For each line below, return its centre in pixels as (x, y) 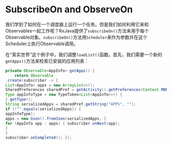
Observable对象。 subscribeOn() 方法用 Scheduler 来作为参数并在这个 (76, 37)
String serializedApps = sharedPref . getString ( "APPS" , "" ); (71, 104)
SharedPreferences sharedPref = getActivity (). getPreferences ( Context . (83, 90)
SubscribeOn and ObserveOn (69, 10)
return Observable (34, 76)
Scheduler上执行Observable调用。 (42, 43)
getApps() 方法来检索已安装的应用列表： (47, 61)
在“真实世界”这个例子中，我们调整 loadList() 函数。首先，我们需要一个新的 (84, 55)
